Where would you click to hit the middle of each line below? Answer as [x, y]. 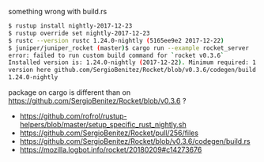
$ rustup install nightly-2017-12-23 [70, 26]
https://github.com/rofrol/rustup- [74, 116]
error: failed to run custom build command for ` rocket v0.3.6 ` [116, 55]
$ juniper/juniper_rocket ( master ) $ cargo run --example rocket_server [128, 48]
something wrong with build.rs [58, 11]
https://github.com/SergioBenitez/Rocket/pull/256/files [109, 133]
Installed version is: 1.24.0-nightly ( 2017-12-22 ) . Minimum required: [128, 62]
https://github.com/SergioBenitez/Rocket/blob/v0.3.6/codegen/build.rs [135, 141]
